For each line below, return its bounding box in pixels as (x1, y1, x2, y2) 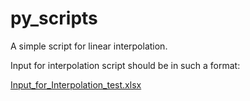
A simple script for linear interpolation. (10, 40, 168, 52)
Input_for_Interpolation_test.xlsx (10, 78, 142, 91)
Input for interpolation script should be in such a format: (10, 59, 241, 71)
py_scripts (10, 7, 98, 30)
